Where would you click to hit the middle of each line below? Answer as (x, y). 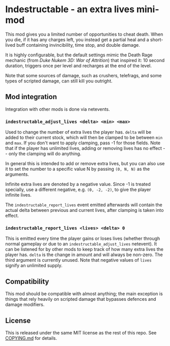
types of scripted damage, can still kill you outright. (59, 81)
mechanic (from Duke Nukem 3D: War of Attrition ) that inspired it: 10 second (85, 60)
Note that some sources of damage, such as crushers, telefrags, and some (83, 75)
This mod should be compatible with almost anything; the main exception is (84, 294)
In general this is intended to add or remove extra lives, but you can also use (85, 164)
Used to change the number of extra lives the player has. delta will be (78, 132)
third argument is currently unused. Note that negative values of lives (78, 260)
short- (157, 40)
